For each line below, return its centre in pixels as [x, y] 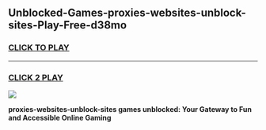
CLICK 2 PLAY [36, 77]
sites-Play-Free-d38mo [68, 26]
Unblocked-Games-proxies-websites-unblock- [127, 13]
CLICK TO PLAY [39, 48]
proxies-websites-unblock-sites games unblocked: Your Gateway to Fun [130, 109]
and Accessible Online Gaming [60, 117]
